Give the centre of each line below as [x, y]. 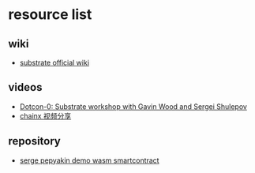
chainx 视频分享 [45, 115]
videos [25, 87]
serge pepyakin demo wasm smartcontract [89, 160]
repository [35, 141]
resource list [50, 15]
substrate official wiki [54, 62]
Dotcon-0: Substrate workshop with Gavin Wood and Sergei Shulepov [133, 106]
